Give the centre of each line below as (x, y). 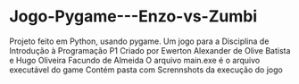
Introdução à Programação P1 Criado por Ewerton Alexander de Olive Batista (150, 50)
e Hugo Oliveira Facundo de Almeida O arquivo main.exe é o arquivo (135, 60)
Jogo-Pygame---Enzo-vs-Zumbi (133, 17)
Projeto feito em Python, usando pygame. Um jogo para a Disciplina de (139, 41)
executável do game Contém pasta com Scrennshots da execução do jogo (146, 70)
